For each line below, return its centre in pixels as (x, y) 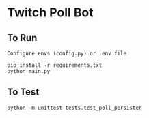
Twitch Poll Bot (50, 13)
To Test (23, 92)
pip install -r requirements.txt (55, 65)
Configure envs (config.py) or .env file (67, 53)
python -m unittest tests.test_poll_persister (74, 108)
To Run (22, 38)
